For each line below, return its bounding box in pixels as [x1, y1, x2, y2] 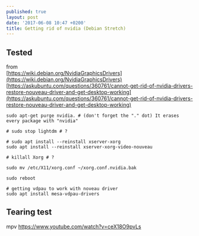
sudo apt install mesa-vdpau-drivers [6, 191, 100, 197]
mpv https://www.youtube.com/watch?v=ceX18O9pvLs [6, 223, 141, 230]
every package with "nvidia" [6, 118, 78, 124]
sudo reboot [6, 175, 36, 182]
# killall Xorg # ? [6, 154, 55, 161]
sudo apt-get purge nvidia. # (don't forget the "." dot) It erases [6, 113, 179, 119]
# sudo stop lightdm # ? [6, 129, 68, 135]
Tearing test [6, 207, 52, 218]
